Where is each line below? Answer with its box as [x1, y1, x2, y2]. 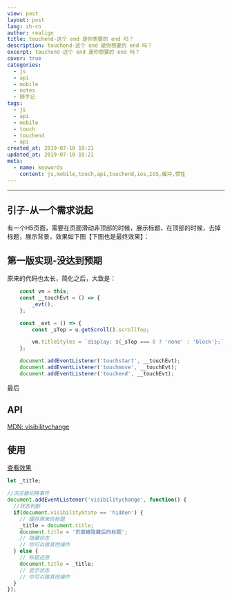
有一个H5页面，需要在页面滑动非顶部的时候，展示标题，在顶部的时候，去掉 [7, 224, 221, 232]
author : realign [7, 29, 54, 37]
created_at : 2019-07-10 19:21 [7, 145, 95, 152]
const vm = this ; [19, 288, 70, 295]
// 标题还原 [19, 554, 50, 561]
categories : [7, 61, 41, 68]
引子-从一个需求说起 [7, 204, 93, 216]
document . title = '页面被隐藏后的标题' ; [19, 529, 128, 536]
